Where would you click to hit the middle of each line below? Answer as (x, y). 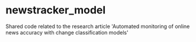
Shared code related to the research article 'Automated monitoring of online (98, 26)
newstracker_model (56, 10)
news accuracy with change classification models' (67, 32)
